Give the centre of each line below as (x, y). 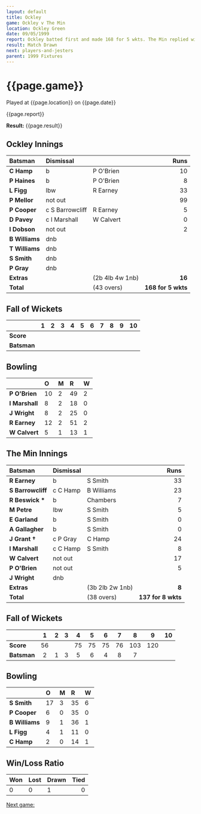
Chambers (101, 500)
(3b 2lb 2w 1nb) (110, 587)
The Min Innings (37, 454)
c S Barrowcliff (66, 210)
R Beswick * (27, 500)
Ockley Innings (35, 144)
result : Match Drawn (32, 45)
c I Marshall (62, 220)
